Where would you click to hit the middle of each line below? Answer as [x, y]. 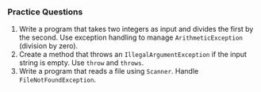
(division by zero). [48, 46]
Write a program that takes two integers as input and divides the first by [136, 29]
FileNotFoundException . [58, 80]
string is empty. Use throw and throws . [81, 63]
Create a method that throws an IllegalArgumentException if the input [133, 55]
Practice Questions [45, 12]
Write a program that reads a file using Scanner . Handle [109, 71]
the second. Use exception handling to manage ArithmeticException [131, 37]
